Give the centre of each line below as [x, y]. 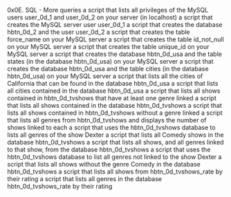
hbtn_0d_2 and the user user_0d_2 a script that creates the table [99, 32]
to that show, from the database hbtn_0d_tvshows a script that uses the [109, 149]
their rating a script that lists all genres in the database [85, 179]
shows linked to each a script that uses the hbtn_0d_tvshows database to [111, 128]
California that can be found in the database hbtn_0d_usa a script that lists [113, 83]
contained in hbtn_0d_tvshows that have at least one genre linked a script [112, 98]
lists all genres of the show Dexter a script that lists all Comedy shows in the [115, 135]
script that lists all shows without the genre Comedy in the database [104, 164]
